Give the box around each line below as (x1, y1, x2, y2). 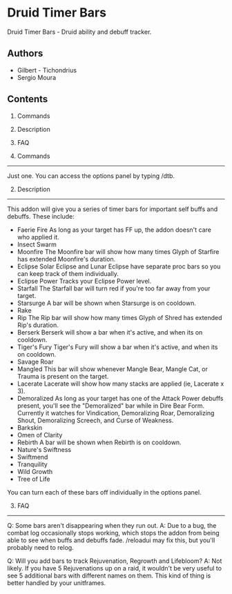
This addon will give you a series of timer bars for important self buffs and (7, 205, 218, 213)
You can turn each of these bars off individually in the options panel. (7, 488, 202, 496)
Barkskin (17, 423, 43, 432)
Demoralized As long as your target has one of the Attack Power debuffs (17, 394, 224, 402)
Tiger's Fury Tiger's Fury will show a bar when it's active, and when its (17, 343, 218, 351)
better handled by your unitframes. (7, 578, 106, 587)
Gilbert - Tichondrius (17, 66, 77, 74)
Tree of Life (17, 475, 50, 483)
